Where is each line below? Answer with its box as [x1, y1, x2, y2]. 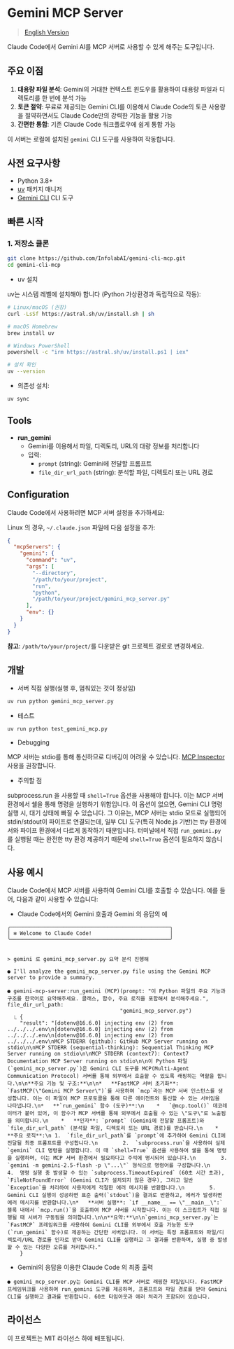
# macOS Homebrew [7, 323, 58, 330]
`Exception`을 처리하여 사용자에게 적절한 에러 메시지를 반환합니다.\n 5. [7, 1184, 217, 1191]
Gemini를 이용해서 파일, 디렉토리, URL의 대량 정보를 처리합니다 [27, 441, 200, 450]
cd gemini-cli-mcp [7, 261, 61, 269]
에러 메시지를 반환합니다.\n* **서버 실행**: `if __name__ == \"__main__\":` [7, 1199, 224, 1206]
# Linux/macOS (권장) [7, 304, 68, 311]
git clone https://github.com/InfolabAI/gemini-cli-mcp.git [7, 255, 187, 262]
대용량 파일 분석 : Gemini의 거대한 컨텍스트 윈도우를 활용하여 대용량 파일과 [17, 85, 218, 93]
